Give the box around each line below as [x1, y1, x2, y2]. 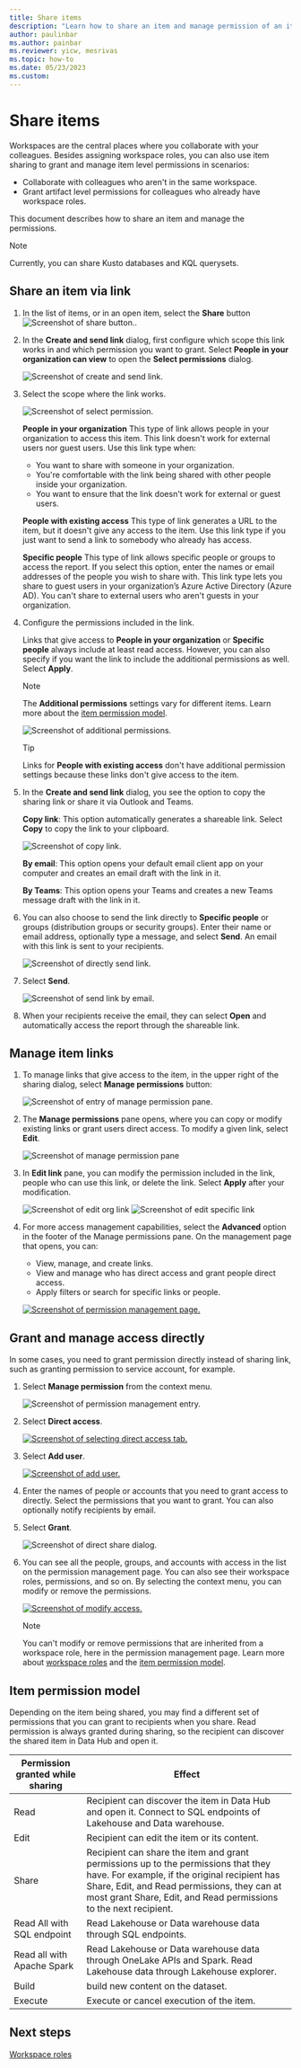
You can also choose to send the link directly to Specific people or [21, 911, 269, 922]
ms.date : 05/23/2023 [9, 64, 87, 73]
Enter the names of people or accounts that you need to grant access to [21, 1486, 288, 1496]
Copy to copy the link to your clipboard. [21, 823, 169, 834]
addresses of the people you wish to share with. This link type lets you [21, 571, 283, 581]
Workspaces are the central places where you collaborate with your [9, 140, 259, 151]
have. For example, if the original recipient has [86, 1868, 280, 1881]
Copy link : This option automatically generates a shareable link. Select [21, 813, 283, 824]
